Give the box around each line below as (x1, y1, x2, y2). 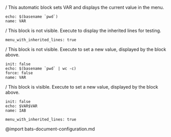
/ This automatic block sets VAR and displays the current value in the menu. (5, 5, 164, 10)
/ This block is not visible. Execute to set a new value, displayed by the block (5, 46, 166, 52)
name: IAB (5, 108, 27, 113)
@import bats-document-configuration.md (5, 126, 95, 132)
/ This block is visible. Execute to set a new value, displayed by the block (5, 84, 158, 90)
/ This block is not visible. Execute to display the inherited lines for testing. (5, 28, 162, 34)
